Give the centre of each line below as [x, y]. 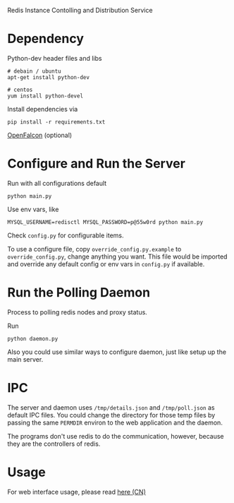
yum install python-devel [45, 96]
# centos [20, 90]
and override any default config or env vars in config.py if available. [106, 264]
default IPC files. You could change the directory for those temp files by [111, 415]
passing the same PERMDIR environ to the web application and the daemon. [115, 422]
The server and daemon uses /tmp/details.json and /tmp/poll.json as [111, 407]
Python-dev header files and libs [55, 58]
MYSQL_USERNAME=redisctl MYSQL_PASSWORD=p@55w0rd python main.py [105, 222]
